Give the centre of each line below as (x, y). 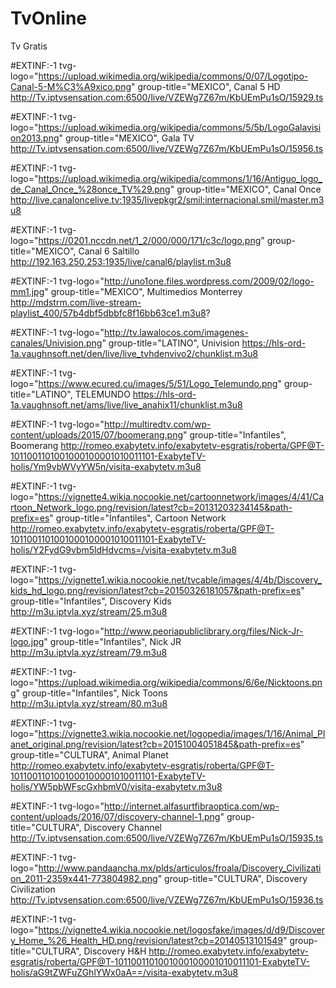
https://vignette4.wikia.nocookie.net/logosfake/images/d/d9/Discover (181, 929)
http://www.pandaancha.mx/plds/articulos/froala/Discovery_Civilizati (180, 868)
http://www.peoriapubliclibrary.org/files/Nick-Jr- (204, 631)
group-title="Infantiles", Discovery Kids (91, 601)
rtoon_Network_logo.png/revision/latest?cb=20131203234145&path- (151, 507)
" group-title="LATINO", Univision (170, 343)
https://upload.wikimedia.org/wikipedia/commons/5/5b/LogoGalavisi (180, 127)
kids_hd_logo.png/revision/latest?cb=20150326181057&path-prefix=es (156, 590)
